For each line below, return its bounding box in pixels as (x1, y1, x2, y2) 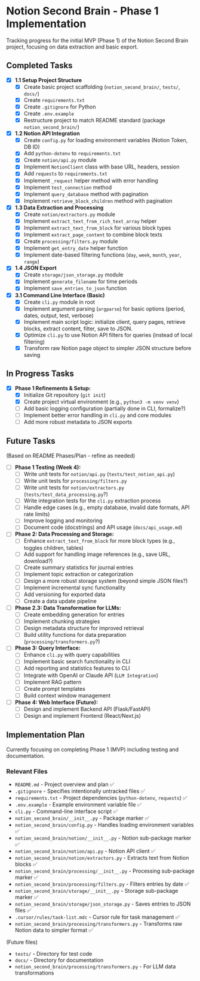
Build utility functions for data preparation (23, 631, 127, 639)
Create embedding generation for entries (23, 611, 125, 618)
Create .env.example (23, 110, 75, 117)
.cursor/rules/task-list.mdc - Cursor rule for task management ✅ (14, 913, 180, 921)
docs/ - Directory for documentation (14, 956, 104, 964)
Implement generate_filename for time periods (23, 278, 138, 285)
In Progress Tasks (6, 369, 75, 379)
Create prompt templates (23, 685, 85, 692)
